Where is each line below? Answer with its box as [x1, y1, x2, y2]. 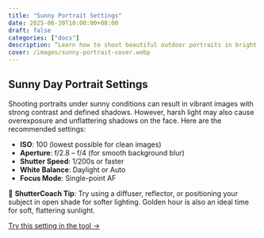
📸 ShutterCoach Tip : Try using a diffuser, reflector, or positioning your [8, 188, 239, 198]
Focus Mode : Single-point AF [19, 173, 117, 182]
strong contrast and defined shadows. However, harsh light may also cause [8, 107, 254, 117]
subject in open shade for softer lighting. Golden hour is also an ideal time [8, 197, 250, 206]
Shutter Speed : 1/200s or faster [19, 156, 124, 166]
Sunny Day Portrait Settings [8, 78, 148, 91]
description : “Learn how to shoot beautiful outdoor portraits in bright [8, 41, 258, 49]
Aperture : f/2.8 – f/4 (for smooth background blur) [19, 148, 185, 157]
